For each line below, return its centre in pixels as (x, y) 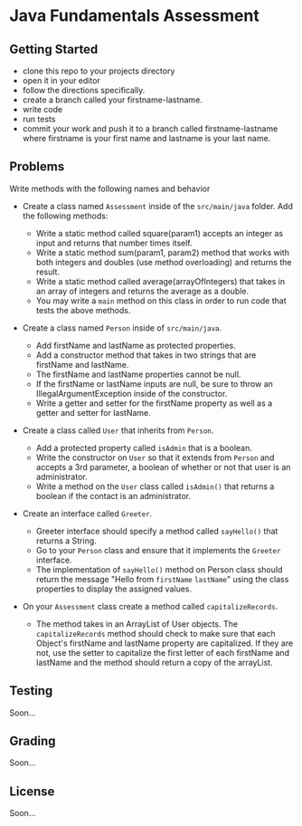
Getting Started (54, 49)
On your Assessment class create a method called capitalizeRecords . (150, 606)
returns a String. (66, 541)
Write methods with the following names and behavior (110, 188)
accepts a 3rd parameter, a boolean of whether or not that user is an (163, 466)
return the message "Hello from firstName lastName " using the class (162, 579)
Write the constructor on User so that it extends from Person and (155, 457)
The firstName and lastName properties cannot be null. (138, 374)
